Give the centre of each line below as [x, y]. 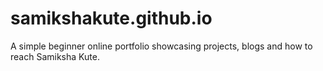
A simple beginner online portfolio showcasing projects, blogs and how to [161, 46]
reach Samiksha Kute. [55, 56]
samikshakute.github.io [111, 18]
